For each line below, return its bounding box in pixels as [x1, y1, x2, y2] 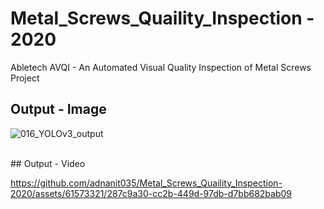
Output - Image [10, 101, 107, 118]
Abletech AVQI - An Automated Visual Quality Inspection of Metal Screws [10, 61, 312, 73]
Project [10, 72, 40, 84]
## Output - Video [10, 157, 86, 169]
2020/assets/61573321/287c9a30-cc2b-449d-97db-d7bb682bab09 [10, 187, 292, 199]
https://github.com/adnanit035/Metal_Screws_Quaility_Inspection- [10, 177, 283, 189]
